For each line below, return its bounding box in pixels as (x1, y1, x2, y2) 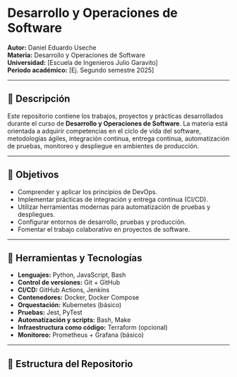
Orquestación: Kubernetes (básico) (17, 301, 122, 309)
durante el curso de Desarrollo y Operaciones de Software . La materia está (7, 119, 228, 128)
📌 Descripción (7, 93, 71, 105)
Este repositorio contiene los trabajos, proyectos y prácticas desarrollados (7, 112, 224, 120)
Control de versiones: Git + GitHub (17, 278, 121, 287)
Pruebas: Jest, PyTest (17, 309, 83, 317)
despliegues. (17, 210, 55, 218)
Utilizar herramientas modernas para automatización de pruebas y (17, 203, 211, 211)
